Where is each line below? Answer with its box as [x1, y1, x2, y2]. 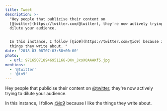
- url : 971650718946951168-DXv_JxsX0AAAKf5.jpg [9, 58, 110, 63]
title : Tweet [5, 7, 32, 12]
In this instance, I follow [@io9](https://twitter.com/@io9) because [9, 39, 159, 44]
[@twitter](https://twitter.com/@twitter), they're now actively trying [9, 21, 164, 26]
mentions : [5, 62, 26, 67]
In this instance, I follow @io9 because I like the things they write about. [5, 100, 152, 106]
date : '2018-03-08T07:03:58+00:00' [5, 48, 79, 53]
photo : [5, 53, 19, 58]
